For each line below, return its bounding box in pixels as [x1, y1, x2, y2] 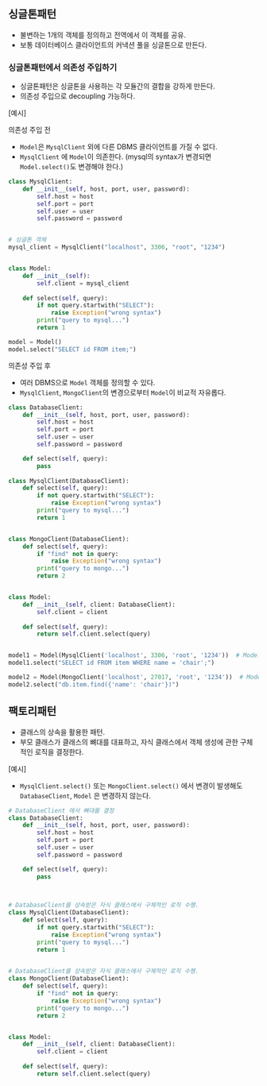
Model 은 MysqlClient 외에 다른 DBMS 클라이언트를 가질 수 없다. [19, 142, 218, 152]
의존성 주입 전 [8, 126, 52, 135]
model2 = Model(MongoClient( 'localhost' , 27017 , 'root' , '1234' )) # [8, 674, 244, 682]
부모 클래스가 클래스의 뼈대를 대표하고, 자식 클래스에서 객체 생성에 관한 [19, 737, 238, 747]
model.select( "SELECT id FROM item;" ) [8, 345, 137, 354]
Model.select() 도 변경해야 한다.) [19, 162, 124, 172]
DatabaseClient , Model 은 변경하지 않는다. [19, 790, 151, 800]
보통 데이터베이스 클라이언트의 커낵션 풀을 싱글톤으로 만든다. [19, 40, 207, 49]
